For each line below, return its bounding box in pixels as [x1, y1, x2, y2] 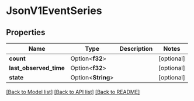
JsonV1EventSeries [6, 4, 102, 18]
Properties [6, 27, 46, 37]
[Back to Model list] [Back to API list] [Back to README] [6, 89, 140, 95]
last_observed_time [9, 64, 65, 72]
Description [119, 45, 153, 53]
